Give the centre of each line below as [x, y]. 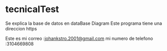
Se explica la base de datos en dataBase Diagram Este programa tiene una [84, 23]
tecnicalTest [32, 9]
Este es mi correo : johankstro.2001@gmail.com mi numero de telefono [79, 38]
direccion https [21, 28]
